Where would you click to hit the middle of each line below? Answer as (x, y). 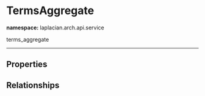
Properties (27, 65)
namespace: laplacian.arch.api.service (56, 28)
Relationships (33, 85)
